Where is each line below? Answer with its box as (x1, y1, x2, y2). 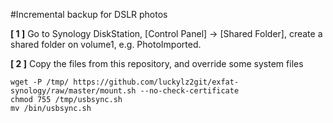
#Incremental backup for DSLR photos (10, 9, 168, 20)
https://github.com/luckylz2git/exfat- (73, 77, 240, 87)
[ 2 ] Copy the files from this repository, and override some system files (10, 58, 304, 69)
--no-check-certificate (139, 86, 240, 96)
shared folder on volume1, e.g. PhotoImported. (10, 39, 202, 50)
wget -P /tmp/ (10, 77, 70, 87)
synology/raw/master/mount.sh (10, 86, 137, 96)
